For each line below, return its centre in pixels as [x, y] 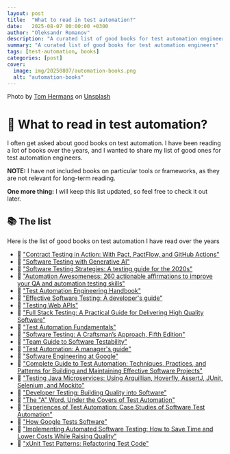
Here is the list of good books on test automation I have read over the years [114, 241]
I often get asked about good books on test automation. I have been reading [114, 143]
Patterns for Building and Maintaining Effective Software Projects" [110, 371]
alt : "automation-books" [49, 77]
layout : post [26, 13]
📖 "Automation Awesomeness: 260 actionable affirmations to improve [115, 276]
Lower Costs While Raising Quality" [67, 436]
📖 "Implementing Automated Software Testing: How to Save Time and [115, 429]
